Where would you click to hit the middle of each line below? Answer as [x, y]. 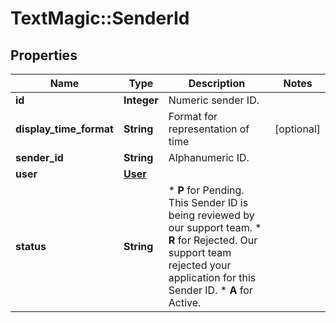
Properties [44, 55]
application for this [212, 277]
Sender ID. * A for [210, 290]
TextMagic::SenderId [100, 18]
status [31, 246]
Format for [193, 116]
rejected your [200, 265]
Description [217, 83]
